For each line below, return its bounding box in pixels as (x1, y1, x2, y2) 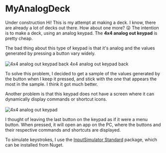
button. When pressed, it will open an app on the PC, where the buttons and (5, 122, 161, 128)
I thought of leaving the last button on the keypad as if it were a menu (5, 116, 148, 122)
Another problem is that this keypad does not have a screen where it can (5, 91, 155, 97)
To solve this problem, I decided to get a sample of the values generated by (5, 70, 161, 76)
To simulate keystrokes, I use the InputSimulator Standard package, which (5, 137, 157, 143)
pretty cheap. (5, 35, 33, 41)
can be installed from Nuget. (5, 142, 64, 148)
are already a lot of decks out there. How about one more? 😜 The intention (5, 24, 160, 30)
